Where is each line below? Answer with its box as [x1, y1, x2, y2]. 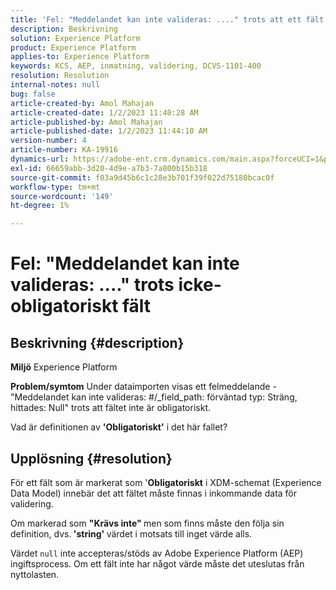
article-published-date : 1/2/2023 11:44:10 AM [10, 126, 208, 136]
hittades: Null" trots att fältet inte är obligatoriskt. [10, 402, 211, 414]
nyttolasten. [10, 568, 60, 580]
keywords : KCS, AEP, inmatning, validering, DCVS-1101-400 [10, 61, 262, 71]
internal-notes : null [10, 80, 101, 90]
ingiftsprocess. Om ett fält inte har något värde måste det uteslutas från [10, 557, 305, 570]
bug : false [10, 89, 56, 99]
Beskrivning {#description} [10, 334, 185, 351]
